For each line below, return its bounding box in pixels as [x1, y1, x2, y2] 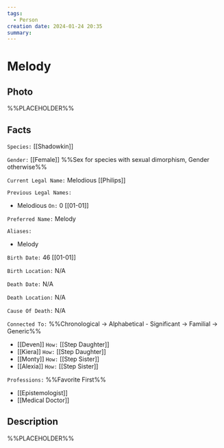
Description [7, 416, 58, 427]
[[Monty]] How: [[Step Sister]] [16, 355, 99, 364]
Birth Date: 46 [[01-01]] [7, 253, 77, 261]
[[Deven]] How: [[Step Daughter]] [16, 340, 110, 349]
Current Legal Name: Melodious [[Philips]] [7, 176, 126, 185]
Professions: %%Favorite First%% [7, 375, 106, 384]
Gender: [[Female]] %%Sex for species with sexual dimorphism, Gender [7, 156, 210, 164]
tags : [7, 10, 23, 17]
